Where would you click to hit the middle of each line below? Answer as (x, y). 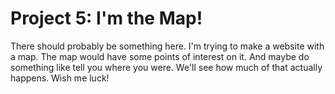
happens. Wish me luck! (60, 78)
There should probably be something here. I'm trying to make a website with (167, 46)
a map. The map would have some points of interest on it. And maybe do (160, 56)
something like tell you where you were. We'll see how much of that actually (166, 67)
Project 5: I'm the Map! (106, 18)
